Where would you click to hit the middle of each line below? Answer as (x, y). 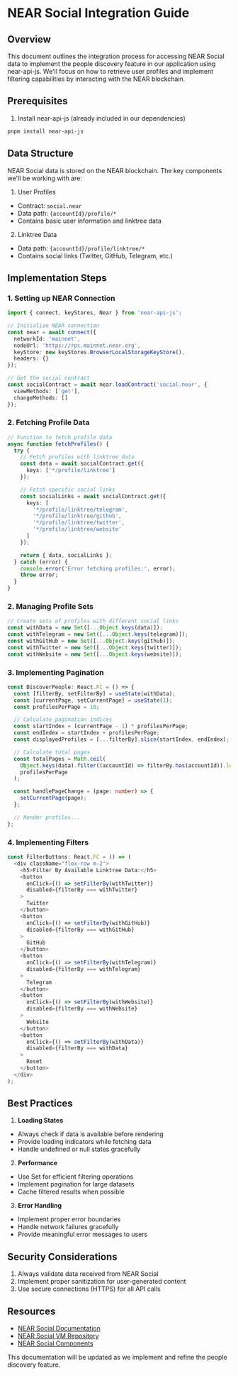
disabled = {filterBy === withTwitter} (82, 890)
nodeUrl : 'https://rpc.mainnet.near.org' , (77, 346)
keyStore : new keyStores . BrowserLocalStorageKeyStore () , (100, 352)
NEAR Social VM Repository (58, 1336)
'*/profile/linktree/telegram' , (81, 510)
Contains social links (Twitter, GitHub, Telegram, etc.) (95, 255)
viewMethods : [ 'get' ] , (47, 391)
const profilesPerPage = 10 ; (57, 707)
